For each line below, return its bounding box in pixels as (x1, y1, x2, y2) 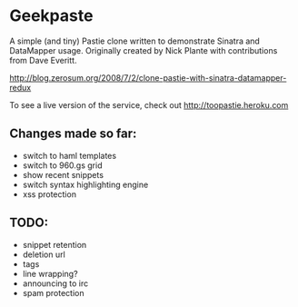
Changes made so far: (9, 126, 137, 142)
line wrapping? (22, 268, 79, 279)
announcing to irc (22, 278, 89, 289)
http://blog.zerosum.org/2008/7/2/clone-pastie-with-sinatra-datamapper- (9, 72, 287, 83)
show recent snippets (22, 169, 104, 180)
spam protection (22, 287, 84, 298)
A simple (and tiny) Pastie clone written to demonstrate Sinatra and (9, 35, 261, 46)
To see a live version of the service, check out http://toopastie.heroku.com (9, 99, 289, 110)
